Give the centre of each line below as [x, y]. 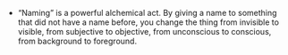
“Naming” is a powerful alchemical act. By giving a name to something [147, 13]
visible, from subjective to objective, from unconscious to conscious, [144, 31]
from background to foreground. [77, 41]
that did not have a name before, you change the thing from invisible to [148, 22]
